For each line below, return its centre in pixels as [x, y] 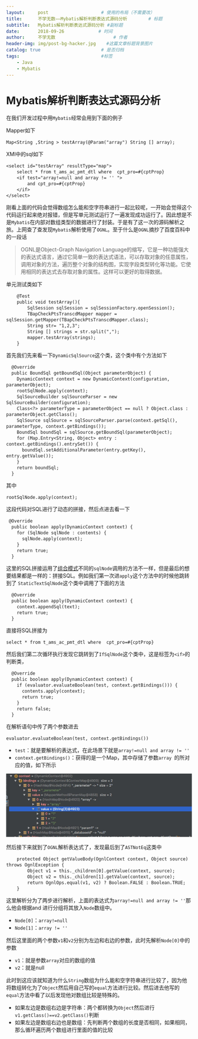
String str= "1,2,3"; [54, 326]
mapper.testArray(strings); [62, 338]
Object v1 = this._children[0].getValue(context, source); [101, 871]
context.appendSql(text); [49, 607]
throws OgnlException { [35, 865]
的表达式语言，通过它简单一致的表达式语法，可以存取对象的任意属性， [106, 257]
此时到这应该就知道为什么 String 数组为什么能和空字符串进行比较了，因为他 [97, 980]
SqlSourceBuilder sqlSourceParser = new [67, 397]
